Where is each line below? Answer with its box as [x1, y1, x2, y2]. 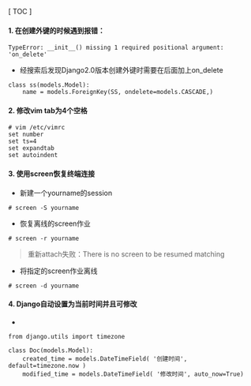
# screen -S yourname [8, 204, 80, 212]
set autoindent [8, 152, 58, 159]
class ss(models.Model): [8, 81, 90, 89]
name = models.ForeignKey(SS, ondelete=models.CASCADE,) [22, 88, 214, 96]
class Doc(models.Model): [8, 347, 93, 354]
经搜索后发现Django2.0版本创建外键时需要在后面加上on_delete [19, 66, 223, 75]
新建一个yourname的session [19, 188, 113, 197]
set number [8, 130, 44, 139]
